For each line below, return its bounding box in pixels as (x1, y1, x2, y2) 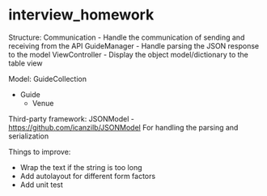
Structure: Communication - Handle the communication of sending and (8, 32, 245, 42)
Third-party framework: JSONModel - (8, 113, 135, 123)
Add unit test (19, 180, 63, 190)
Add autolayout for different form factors (19, 171, 156, 181)
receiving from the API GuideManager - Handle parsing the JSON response (8, 40, 260, 50)
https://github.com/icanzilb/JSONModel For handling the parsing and (8, 122, 239, 132)
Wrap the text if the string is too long (19, 162, 142, 172)
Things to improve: (8, 147, 71, 156)
